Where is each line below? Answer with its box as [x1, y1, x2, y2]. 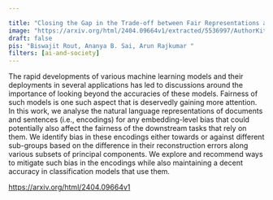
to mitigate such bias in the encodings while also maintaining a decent [8, 158, 244, 167]
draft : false [8, 34, 53, 42]
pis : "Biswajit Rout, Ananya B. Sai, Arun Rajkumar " [8, 41, 195, 50]
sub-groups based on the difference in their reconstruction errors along [8, 141, 249, 150]
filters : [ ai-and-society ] [8, 50, 100, 58]
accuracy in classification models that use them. [8, 167, 171, 176]
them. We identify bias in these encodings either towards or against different [8, 132, 265, 142]
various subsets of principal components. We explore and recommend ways [8, 150, 263, 159]
